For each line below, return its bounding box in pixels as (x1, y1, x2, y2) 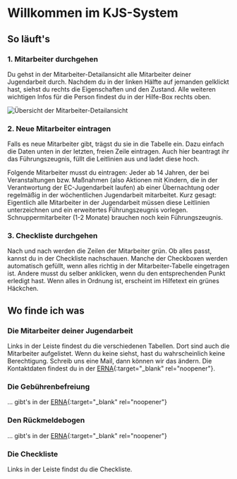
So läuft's (7, 33, 51, 45)
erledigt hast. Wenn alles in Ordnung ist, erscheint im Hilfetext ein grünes (7, 277, 220, 285)
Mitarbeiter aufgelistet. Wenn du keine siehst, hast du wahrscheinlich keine (7, 349, 226, 358)
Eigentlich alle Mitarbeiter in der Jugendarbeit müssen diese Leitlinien (7, 199, 210, 207)
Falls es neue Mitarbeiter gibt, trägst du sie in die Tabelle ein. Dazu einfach (7, 139, 224, 149)
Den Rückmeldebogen (7, 416, 85, 425)
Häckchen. (7, 284, 39, 293)
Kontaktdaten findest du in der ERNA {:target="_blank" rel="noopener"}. (7, 364, 216, 373)
